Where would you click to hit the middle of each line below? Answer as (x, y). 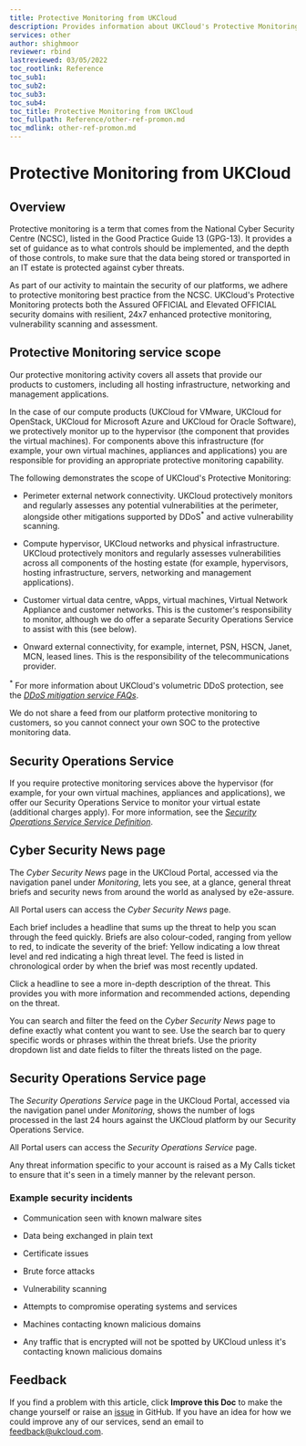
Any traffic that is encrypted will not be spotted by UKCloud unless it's (154, 1341)
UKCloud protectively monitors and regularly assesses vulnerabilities (152, 554)
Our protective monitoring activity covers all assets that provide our (136, 374)
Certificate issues (56, 1253)
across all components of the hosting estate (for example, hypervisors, (155, 563)
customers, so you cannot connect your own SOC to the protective (135, 723)
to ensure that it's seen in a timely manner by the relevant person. (133, 1174)
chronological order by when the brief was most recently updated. (133, 966)
